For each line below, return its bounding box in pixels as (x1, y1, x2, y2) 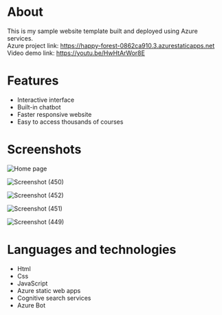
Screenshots (7, 142, 82, 157)
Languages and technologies (7, 242, 177, 257)
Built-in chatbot (16, 102, 61, 111)
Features (7, 73, 59, 89)
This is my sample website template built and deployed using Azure (7, 27, 198, 35)
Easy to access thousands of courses (16, 118, 124, 126)
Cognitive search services (16, 294, 91, 302)
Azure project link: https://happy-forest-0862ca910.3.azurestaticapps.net (7, 41, 215, 50)
